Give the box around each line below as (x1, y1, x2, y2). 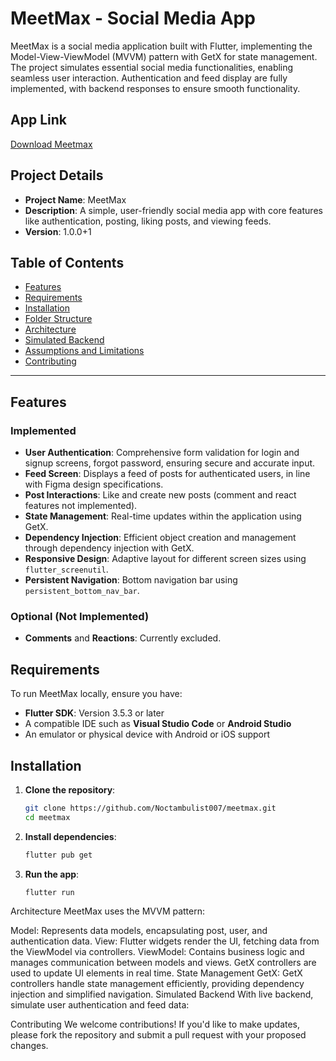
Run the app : (24, 868, 80, 880)
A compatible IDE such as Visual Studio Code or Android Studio (24, 718, 292, 730)
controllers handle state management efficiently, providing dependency (10, 978, 305, 990)
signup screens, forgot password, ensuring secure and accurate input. (24, 457, 316, 469)
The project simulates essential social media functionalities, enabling (10, 61, 294, 73)
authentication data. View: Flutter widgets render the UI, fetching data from (10, 935, 320, 947)
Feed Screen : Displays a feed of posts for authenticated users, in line (24, 468, 311, 480)
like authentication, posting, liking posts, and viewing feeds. (24, 215, 272, 227)
